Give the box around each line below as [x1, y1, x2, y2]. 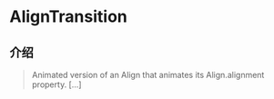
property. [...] [31, 79, 82, 90]
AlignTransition [9, 6, 127, 27]
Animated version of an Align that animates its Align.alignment [31, 70, 265, 80]
